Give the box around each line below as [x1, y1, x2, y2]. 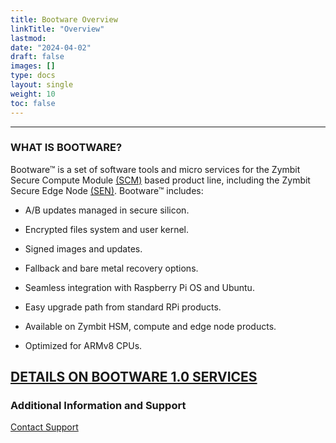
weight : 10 [10, 89, 56, 99]
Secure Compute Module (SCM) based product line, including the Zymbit [10, 174, 311, 186]
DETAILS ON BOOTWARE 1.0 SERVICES [10, 369, 258, 386]
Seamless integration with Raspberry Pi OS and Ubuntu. [24, 281, 255, 293]
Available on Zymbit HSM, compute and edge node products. [24, 320, 277, 332]
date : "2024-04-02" [10, 42, 92, 53]
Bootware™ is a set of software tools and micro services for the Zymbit [10, 163, 301, 175]
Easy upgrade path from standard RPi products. [24, 301, 222, 313]
